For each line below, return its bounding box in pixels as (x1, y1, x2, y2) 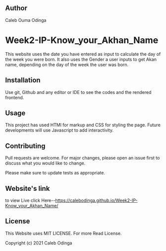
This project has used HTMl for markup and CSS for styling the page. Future (5, 122, 161, 128)
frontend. (5, 94, 24, 100)
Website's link (5, 184, 50, 193)
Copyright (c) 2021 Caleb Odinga (5, 240, 72, 246)
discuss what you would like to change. (5, 160, 86, 166)
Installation (5, 76, 41, 84)
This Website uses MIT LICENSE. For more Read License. (5, 230, 122, 236)
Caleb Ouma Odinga (5, 17, 47, 23)
